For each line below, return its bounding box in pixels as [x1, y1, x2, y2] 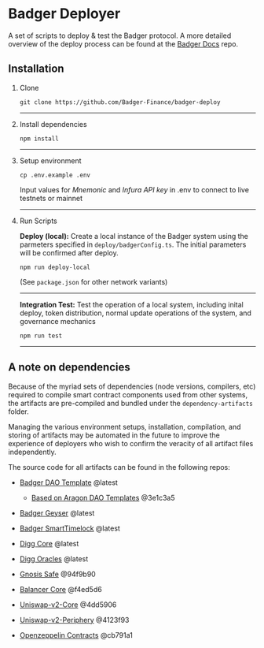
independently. [8, 447, 57, 456]
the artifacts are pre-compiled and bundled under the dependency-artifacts [8, 398, 253, 408]
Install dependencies [19, 119, 88, 128]
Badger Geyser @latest [19, 508, 95, 517]
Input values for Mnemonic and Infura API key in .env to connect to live [19, 184, 250, 194]
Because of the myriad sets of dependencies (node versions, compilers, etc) [8, 382, 256, 391]
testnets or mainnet [19, 193, 82, 203]
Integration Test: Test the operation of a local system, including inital [19, 300, 244, 309]
